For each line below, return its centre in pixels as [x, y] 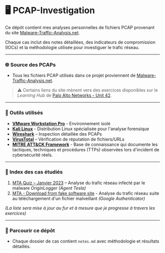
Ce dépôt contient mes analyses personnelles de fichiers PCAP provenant [80, 27]
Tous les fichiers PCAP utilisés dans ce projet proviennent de [74, 76]
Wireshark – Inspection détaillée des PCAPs [57, 134]
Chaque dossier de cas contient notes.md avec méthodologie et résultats [86, 241]
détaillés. [21, 247]
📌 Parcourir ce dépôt [30, 230]
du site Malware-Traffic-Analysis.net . [42, 32]
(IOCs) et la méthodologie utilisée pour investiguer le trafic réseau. [72, 47]
